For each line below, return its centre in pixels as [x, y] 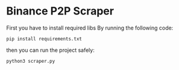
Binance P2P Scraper [60, 11]
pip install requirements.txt [44, 39]
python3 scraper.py [31, 61]
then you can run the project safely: [50, 50]
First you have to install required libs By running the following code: [90, 28]
